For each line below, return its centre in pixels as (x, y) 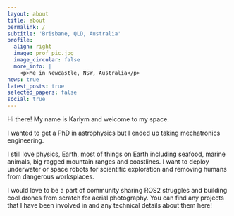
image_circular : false (47, 60)
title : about (26, 20)
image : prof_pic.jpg (44, 54)
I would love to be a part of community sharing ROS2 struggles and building (117, 190)
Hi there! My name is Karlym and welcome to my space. (88, 119)
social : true (26, 100)
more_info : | (33, 66)
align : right (33, 47)
